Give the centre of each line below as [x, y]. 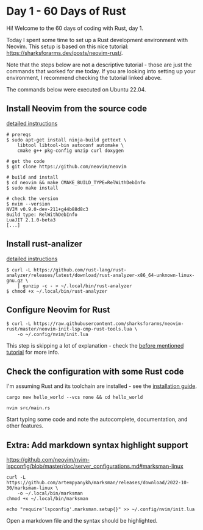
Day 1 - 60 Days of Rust [66, 11]
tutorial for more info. [33, 353]
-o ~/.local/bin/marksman [50, 493]
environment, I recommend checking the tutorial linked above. [84, 77]
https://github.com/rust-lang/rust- [80, 270]
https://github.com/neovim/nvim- [48, 460]
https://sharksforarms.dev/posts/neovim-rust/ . [65, 52]
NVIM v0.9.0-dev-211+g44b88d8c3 [47, 209]
